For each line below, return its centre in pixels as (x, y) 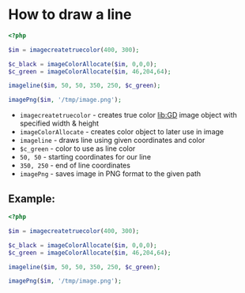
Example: (32, 199)
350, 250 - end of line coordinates (75, 165)
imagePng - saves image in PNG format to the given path (110, 174)
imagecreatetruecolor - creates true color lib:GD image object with (128, 115)
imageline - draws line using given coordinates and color (112, 141)
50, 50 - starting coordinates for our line (85, 157)
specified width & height (59, 123)
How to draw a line (70, 15)
